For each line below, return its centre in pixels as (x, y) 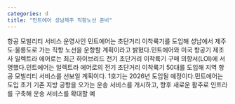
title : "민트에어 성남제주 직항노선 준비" (60, 20)
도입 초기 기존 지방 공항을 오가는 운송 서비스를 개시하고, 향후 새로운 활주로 (108, 84)
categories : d (28, 14)
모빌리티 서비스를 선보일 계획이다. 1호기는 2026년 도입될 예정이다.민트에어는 (119, 76)
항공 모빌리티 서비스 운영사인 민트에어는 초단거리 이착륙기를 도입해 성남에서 (110, 41)
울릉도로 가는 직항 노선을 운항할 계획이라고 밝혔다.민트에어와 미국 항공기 (113, 50)
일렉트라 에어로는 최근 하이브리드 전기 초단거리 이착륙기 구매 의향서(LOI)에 (116, 58)
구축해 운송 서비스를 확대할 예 (55, 93)
